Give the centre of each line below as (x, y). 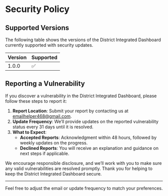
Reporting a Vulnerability (45, 84)
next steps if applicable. (44, 153)
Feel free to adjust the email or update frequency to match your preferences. (84, 188)
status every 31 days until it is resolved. (53, 127)
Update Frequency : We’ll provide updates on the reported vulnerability (85, 121)
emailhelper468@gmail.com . (42, 116)
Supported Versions (37, 28)
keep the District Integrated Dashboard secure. (53, 173)
